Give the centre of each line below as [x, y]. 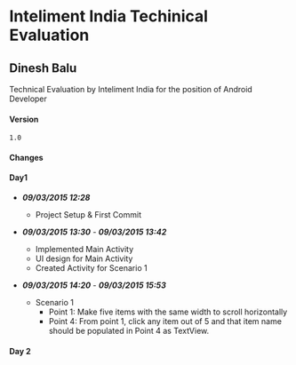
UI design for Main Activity [84, 258]
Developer [28, 99]
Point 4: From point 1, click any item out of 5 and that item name [165, 321]
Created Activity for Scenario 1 [92, 268]
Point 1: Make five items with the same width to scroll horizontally [168, 312]
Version [24, 119]
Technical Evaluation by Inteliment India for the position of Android [131, 89]
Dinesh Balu [43, 68]
